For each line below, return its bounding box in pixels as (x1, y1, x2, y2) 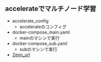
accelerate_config (12, 18, 49, 23)
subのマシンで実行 (19, 46, 57, 52)
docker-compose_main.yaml (12, 29, 70, 35)
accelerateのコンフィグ (19, 23, 67, 29)
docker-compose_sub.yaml (12, 41, 68, 46)
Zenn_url (12, 52, 30, 58)
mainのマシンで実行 (19, 35, 60, 41)
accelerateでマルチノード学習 (5, 4, 97, 13)
